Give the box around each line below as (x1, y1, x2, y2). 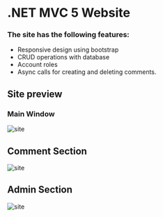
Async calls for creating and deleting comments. (17, 68, 157, 76)
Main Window (7, 109, 55, 119)
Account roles (17, 61, 58, 69)
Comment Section (7, 145, 87, 157)
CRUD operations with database (17, 53, 110, 61)
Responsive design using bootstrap (17, 45, 119, 54)
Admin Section (7, 184, 73, 196)
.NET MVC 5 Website (7, 5, 131, 21)
